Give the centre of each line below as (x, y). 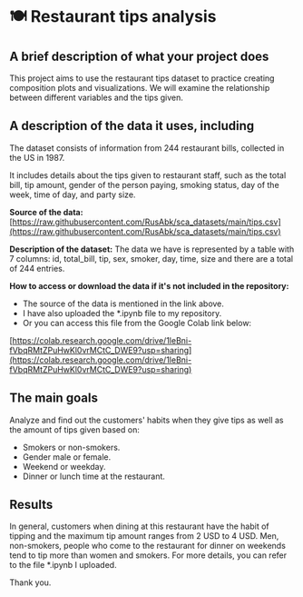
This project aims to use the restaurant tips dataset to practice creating (142, 78)
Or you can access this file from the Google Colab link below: (137, 323)
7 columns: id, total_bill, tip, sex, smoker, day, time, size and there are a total (151, 258)
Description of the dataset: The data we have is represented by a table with (152, 249)
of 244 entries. (37, 268)
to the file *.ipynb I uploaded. (63, 565)
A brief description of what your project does (139, 56)
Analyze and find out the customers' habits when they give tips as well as (147, 420)
